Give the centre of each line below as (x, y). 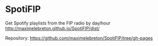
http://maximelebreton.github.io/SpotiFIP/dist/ (52, 28)
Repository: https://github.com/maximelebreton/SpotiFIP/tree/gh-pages (79, 38)
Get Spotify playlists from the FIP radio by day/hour (58, 23)
